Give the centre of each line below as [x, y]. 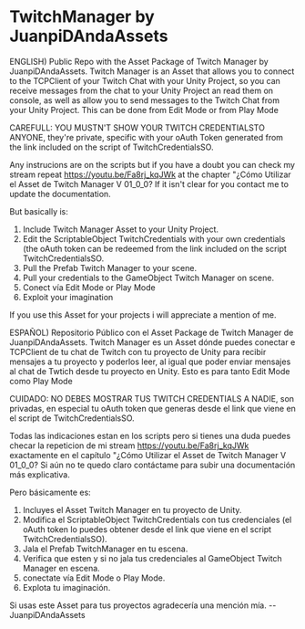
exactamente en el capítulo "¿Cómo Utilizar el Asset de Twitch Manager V [148, 455]
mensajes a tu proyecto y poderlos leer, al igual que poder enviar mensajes [150, 362]
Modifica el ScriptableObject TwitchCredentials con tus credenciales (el [157, 519]
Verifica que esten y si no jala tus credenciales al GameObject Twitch [152, 558]
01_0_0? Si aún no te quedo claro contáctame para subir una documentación [152, 465]
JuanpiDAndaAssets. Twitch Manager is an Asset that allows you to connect [152, 71]
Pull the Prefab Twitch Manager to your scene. [110, 267]
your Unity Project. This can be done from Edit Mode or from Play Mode [144, 110]
